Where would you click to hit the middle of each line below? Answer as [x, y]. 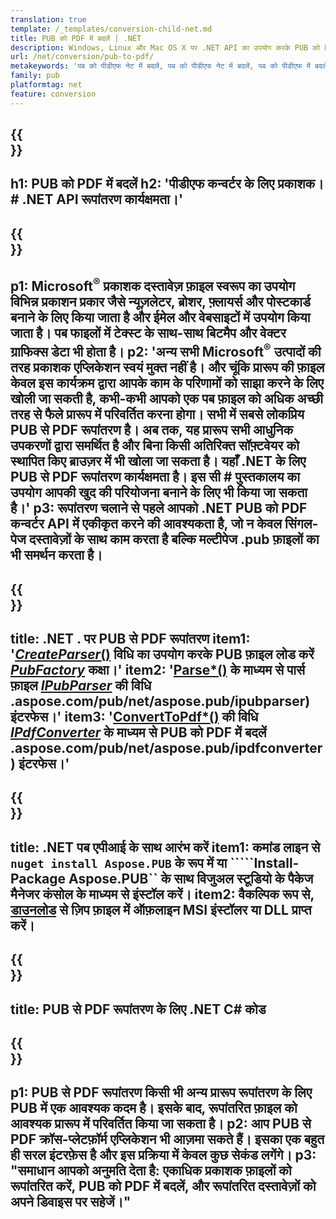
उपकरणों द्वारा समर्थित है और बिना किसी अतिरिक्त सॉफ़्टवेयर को [155, 446]
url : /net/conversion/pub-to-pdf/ [82, 57]
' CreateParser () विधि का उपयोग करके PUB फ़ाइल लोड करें [162, 654]
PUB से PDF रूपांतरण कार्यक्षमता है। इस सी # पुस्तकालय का [155, 477]
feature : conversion [53, 94]
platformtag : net [46, 85]
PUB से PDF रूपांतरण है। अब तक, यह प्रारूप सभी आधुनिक [152, 430]
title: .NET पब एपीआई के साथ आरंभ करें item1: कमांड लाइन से [165, 847]
